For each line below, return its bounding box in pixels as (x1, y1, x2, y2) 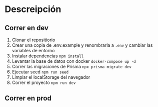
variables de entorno (11, 48, 55, 53)
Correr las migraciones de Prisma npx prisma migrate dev (11, 64, 132, 69)
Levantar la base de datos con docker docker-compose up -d (11, 58, 136, 64)
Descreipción (4, 4, 61, 15)
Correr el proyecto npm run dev (11, 79, 76, 85)
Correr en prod (4, 94, 52, 102)
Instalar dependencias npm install (11, 53, 84, 59)
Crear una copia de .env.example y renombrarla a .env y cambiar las (11, 42, 153, 48)
